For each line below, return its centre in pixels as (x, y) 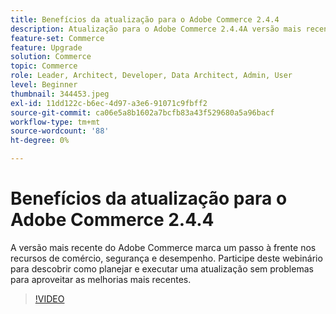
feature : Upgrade (46, 47)
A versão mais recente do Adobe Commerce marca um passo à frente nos (163, 247)
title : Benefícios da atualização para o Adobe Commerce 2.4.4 (145, 19)
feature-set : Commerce (57, 38)
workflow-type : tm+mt (55, 122)
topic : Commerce (44, 66)
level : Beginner (44, 85)
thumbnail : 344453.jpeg (60, 94)
